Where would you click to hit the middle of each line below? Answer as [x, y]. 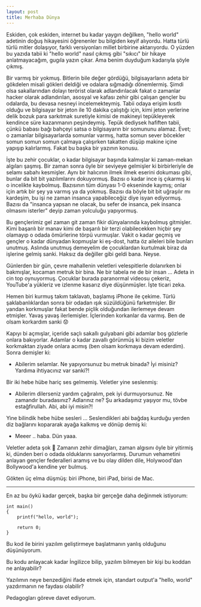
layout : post [22, 12]
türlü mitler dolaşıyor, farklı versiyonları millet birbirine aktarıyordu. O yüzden [100, 47]
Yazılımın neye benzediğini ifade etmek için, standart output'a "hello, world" [99, 579]
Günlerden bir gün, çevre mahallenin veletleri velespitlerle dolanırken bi [94, 265]
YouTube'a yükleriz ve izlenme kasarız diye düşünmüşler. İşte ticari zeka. [96, 285]
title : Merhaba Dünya [33, 17]
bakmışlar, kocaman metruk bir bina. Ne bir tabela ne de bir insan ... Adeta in [100, 272]
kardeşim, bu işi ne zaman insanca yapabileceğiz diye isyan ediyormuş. [94, 198]
